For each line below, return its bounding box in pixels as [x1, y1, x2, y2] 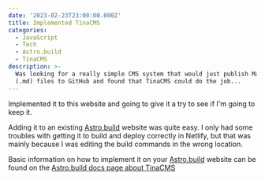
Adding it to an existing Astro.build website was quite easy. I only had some [8, 123, 253, 132]
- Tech [15, 41, 37, 49]
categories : [8, 26, 47, 34]
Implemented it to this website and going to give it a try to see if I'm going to [8, 99, 256, 108]
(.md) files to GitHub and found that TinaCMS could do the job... [15, 77, 242, 85]
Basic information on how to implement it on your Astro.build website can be [8, 154, 256, 163]
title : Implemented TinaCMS [8, 19, 101, 27]
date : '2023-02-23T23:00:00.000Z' [8, 11, 122, 20]
